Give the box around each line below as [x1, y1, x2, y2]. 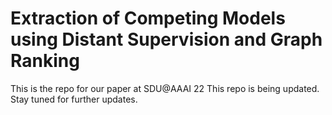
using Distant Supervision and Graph [10, 28, 323, 51]
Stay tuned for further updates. [10, 93, 138, 105]
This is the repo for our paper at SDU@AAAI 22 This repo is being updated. [10, 82, 320, 94]
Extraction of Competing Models [10, 7, 286, 30]
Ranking [10, 50, 80, 72]
